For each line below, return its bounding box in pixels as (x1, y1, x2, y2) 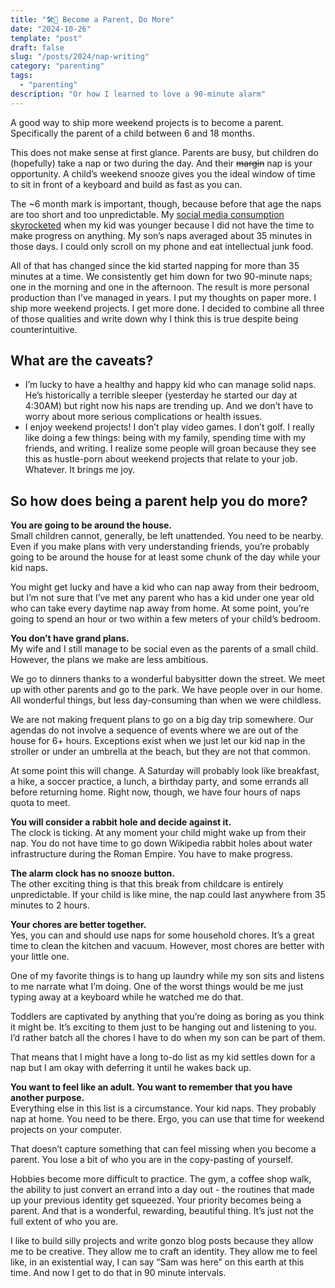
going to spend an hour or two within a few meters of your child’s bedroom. (10, 613, 321, 625)
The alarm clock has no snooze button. (10, 867, 175, 880)
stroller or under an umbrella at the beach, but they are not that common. (10, 746, 311, 758)
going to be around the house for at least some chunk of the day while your (10, 551, 321, 563)
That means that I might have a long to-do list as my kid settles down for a (10, 1051, 316, 1063)
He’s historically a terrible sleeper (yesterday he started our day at (24, 389, 298, 401)
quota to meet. (10, 797, 71, 809)
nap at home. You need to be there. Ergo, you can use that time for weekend (10, 1113, 325, 1125)
